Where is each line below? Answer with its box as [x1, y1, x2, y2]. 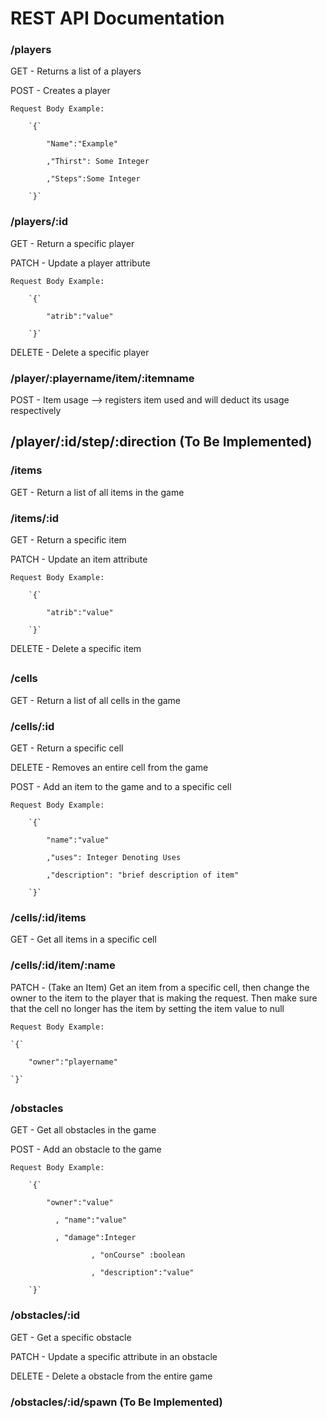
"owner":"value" [46, 1198, 114, 1208]
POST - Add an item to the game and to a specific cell [10, 781, 232, 793]
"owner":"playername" [28, 1057, 118, 1067]
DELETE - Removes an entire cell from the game [10, 762, 209, 774]
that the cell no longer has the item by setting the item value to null [10, 1002, 285, 1014]
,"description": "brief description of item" [46, 870, 240, 881]
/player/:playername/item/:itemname [10, 371, 195, 385]
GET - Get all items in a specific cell [10, 933, 157, 946]
